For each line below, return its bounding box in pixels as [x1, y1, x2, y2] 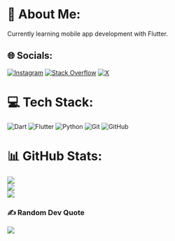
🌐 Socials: [7, 50, 53, 62]
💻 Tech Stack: [7, 94, 94, 110]
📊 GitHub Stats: [7, 148, 103, 164]
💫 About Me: [7, 6, 81, 22]
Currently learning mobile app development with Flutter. [7, 29, 168, 38]
